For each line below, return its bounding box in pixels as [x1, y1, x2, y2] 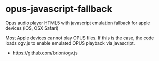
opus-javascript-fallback [5, 3, 112, 15]
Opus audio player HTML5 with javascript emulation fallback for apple [5, 20, 150, 26]
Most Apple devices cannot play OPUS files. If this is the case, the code [5, 35, 154, 41]
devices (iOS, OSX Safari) [5, 25, 59, 31]
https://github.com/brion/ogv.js [12, 50, 78, 56]
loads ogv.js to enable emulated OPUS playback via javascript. [5, 40, 135, 46]
